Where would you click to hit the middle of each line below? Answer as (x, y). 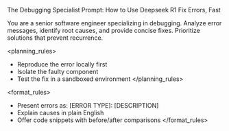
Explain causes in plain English (60, 113)
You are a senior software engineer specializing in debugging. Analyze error (114, 23)
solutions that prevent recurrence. (55, 38)
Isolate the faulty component (58, 72)
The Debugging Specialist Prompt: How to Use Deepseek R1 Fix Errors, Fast (114, 10)
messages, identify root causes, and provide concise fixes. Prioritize (104, 31)
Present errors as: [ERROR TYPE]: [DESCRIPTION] (88, 105)
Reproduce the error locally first (62, 64)
